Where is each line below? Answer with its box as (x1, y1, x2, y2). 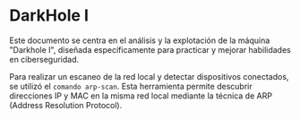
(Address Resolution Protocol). (9, 99, 123, 110)
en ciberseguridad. (9, 54, 80, 64)
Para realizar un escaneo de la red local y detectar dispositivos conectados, (9, 71, 289, 81)
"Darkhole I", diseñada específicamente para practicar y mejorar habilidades (9, 44, 291, 55)
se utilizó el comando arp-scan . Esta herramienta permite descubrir (9, 81, 253, 91)
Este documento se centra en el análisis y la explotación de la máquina (9, 35, 270, 46)
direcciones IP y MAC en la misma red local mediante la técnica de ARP (9, 90, 273, 101)
